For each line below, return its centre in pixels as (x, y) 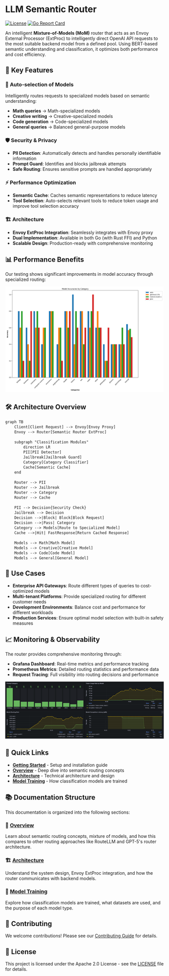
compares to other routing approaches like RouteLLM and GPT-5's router (81, 841)
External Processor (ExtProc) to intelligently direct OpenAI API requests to (82, 38)
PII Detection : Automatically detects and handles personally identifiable (87, 153)
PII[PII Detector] (43, 452)
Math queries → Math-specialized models (56, 111)
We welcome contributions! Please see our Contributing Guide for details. (81, 936)
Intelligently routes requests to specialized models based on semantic (77, 96)
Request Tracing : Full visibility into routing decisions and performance (86, 675)
